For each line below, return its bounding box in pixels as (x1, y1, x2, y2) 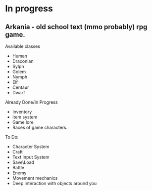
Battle (12, 165, 25, 170)
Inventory (12, 109, 32, 115)
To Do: (5, 134, 19, 140)
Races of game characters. (12, 124, 68, 130)
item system (12, 114, 38, 120)
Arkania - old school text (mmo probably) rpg (5, 23, 148, 31)
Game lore (12, 119, 34, 125)
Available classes (5, 43, 41, 49)
